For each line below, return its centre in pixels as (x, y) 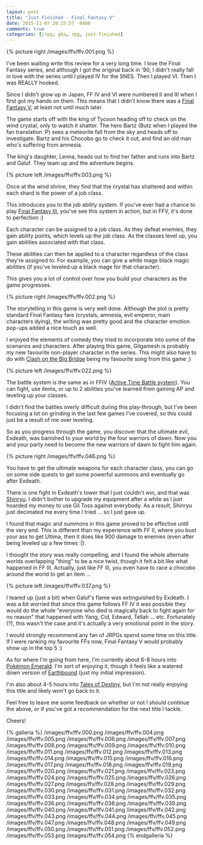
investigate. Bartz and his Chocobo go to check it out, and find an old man (99, 139)
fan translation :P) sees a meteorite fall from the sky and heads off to (92, 132)
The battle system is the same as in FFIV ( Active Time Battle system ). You (98, 382)
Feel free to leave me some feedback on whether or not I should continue (98, 703)
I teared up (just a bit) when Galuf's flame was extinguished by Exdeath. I (98, 598)
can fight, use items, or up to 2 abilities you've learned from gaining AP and (100, 389)
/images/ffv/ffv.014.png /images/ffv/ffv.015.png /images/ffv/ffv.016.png (95, 758)
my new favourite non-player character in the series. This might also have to (101, 353)
